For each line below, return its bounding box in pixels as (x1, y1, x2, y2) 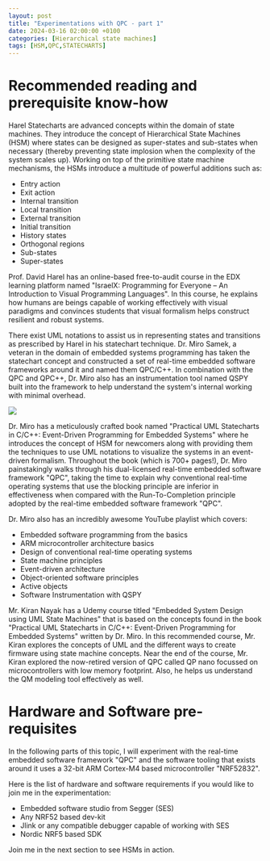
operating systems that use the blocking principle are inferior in (8, 481, 219, 491)
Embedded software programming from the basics (19, 530, 188, 540)
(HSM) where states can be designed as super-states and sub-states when (8, 138, 258, 148)
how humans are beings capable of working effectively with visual (8, 298, 228, 308)
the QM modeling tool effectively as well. (8, 674, 143, 684)
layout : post (8, 11, 52, 20)
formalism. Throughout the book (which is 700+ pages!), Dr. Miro (31, 456, 247, 465)
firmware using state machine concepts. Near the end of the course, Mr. (8, 649, 248, 658)
